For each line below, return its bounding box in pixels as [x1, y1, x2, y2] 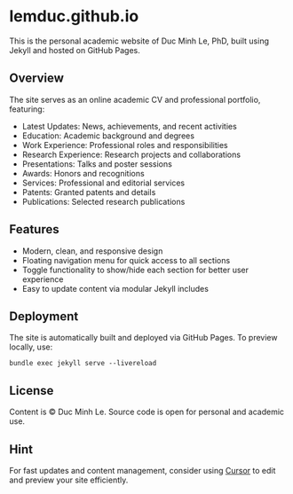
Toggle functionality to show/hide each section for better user [21, 264, 249, 275]
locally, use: [9, 341, 53, 352]
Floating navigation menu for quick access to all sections [21, 255, 231, 265]
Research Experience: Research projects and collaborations [21, 149, 242, 160]
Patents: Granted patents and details [21, 186, 156, 197]
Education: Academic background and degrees [21, 130, 195, 141]
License [9, 383, 54, 398]
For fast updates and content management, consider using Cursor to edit [9, 466, 276, 475]
